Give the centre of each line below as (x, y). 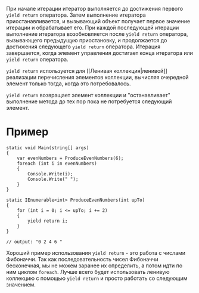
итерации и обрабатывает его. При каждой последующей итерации (93, 27)
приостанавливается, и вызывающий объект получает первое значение (98, 21)
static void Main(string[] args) (48, 148)
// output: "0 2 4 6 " (34, 242)
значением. (21, 284)
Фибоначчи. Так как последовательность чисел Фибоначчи (82, 259)
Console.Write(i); (50, 174)
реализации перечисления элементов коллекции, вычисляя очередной (97, 77)
